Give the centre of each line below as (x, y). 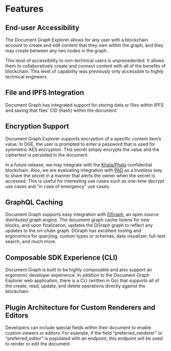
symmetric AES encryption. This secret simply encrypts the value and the (82, 149)
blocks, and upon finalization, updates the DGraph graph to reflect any (79, 225)
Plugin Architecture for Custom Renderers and (80, 308)
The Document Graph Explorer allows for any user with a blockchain (77, 40)
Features (24, 9)
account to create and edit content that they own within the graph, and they (84, 45)
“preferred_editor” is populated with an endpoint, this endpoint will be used (84, 338)
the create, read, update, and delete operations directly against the (75, 286)
